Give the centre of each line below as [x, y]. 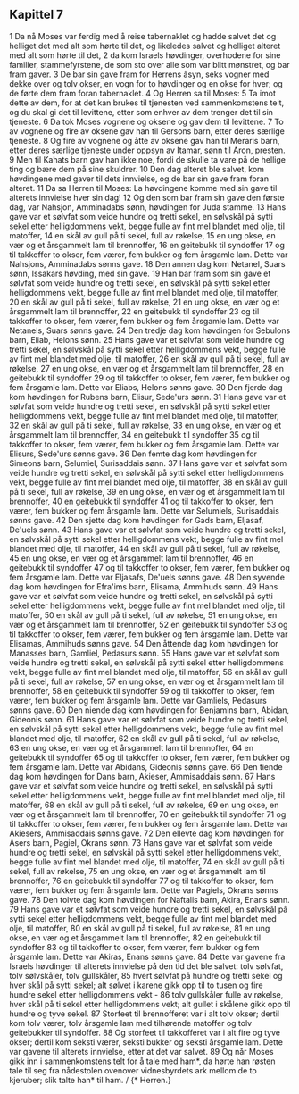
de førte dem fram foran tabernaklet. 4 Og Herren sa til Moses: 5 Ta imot [143, 93]
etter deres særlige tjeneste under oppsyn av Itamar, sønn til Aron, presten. [147, 150]
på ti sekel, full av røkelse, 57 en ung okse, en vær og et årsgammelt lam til [146, 681]
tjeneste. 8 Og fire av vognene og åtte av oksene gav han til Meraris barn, [145, 140]
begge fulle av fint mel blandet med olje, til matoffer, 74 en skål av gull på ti [147, 862]
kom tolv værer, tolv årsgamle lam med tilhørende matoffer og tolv [131, 1023]
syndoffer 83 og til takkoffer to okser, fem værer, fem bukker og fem [135, 947]
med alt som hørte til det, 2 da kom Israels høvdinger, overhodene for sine [145, 55]
